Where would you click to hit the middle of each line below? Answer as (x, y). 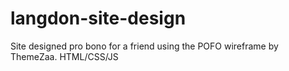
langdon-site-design (98, 18)
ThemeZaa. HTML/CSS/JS (64, 56)
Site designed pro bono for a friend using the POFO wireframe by (144, 46)
